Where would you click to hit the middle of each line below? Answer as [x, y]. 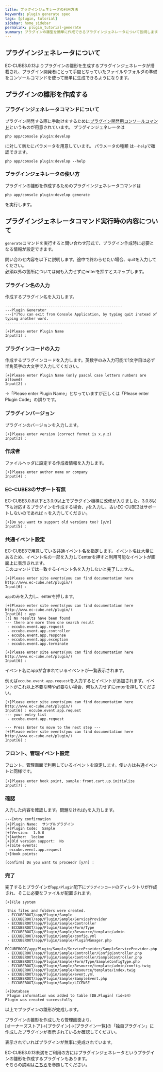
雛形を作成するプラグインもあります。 [51, 1059]
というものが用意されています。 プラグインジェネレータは [67, 127]
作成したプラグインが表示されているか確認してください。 [62, 1032]
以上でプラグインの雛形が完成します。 [43, 1009]
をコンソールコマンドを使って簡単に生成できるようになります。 [68, 78]
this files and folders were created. [46, 911]
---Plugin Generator [26, 310]
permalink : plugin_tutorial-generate [43, 28]
